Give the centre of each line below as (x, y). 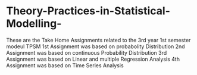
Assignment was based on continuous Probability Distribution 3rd (87, 52)
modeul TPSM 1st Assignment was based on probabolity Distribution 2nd (96, 46)
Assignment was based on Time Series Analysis (65, 65)
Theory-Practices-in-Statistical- (88, 11)
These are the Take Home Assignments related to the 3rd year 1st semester (98, 40)
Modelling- (34, 24)
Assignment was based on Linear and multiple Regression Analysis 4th (93, 59)
